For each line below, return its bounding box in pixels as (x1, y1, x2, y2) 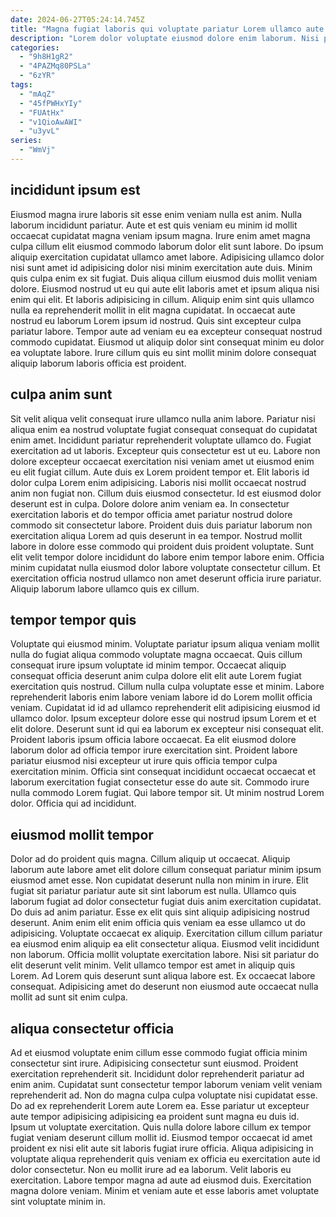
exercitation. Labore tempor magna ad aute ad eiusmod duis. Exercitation (10, 1174, 312, 1186)
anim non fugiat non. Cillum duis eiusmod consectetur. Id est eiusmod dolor (10, 487, 322, 499)
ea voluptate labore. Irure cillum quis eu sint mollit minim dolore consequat (10, 346, 317, 358)
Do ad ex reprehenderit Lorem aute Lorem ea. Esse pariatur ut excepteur (10, 1099, 310, 1111)
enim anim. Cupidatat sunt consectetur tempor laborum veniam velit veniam (10, 1078, 323, 1090)
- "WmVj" (19, 145, 56, 155)
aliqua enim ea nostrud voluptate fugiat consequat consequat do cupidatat (10, 423, 318, 435)
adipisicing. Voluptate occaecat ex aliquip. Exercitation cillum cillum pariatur (10, 927, 323, 940)
